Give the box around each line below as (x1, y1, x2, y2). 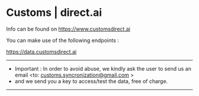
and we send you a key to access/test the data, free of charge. (14, 77, 168, 85)
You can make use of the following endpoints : (6, 37, 120, 44)
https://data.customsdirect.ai (6, 48, 77, 55)
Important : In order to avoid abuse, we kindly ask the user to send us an (14, 65, 191, 72)
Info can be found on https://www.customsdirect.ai (6, 25, 130, 32)
